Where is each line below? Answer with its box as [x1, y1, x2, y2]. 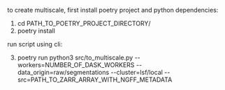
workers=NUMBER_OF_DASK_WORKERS [17, 61, 135, 69]
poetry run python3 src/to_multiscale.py [17, 53, 133, 62]
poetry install [17, 27, 56, 35]
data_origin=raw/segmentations [17, 69, 110, 76]
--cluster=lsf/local [110, 69, 163, 76]
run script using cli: [7, 40, 63, 48]
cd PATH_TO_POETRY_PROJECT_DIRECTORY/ [17, 19, 151, 27]
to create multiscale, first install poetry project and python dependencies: [7, 6, 219, 14]
